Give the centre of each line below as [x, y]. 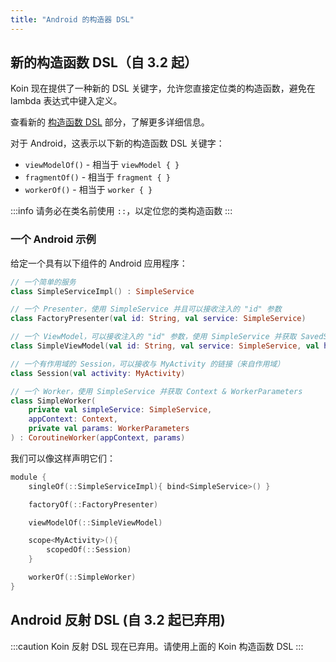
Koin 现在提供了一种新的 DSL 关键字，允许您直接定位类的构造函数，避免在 [163, 88]
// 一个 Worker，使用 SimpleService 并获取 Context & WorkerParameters [156, 391]
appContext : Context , [73, 419]
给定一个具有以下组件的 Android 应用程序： [99, 263]
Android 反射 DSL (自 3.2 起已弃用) [118, 620]
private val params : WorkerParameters [109, 429]
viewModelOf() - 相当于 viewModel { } [102, 165]
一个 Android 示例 [53, 239]
